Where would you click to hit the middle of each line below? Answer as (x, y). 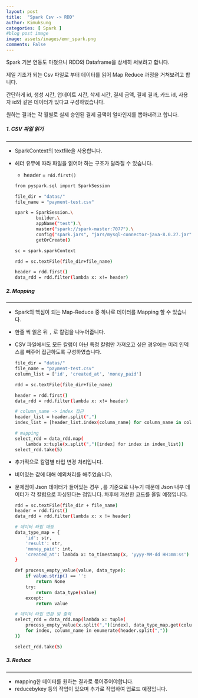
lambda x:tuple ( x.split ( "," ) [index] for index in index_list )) (105, 444)
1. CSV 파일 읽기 (25, 129)
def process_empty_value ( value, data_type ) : (70, 570)
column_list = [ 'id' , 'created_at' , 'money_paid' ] (78, 374)
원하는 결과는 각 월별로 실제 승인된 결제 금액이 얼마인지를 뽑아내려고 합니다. (93, 114)
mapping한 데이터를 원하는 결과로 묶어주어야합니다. (74, 681)
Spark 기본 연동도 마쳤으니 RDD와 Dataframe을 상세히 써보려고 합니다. (88, 62)
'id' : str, (39, 538)
